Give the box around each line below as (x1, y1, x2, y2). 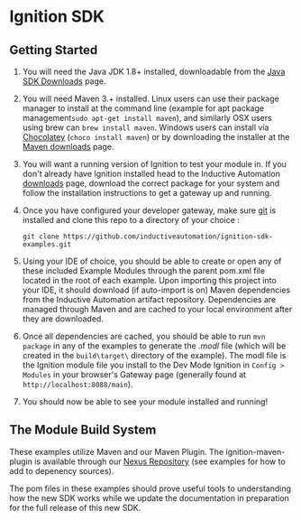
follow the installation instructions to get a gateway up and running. (22, 188, 272, 198)
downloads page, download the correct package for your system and (22, 178, 280, 189)
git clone (22, 232, 60, 241)
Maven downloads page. (22, 142, 114, 152)
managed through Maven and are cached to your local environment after (22, 304, 293, 314)
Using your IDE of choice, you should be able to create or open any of (22, 255, 282, 266)
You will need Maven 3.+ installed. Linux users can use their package (22, 93, 279, 104)
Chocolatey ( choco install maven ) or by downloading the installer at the (22, 132, 290, 142)
